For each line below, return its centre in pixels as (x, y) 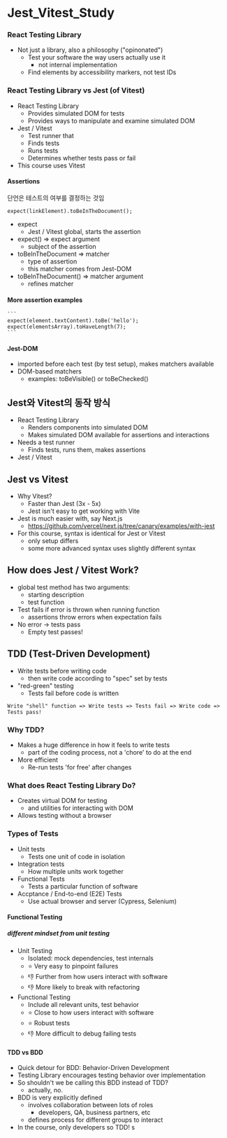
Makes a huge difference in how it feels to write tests (93, 745)
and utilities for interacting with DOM (81, 808)
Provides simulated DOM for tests (76, 113)
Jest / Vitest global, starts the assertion (84, 231)
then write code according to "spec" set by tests (97, 678)
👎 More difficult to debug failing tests (82, 1034)
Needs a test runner (46, 442)
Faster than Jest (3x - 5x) (64, 504)
